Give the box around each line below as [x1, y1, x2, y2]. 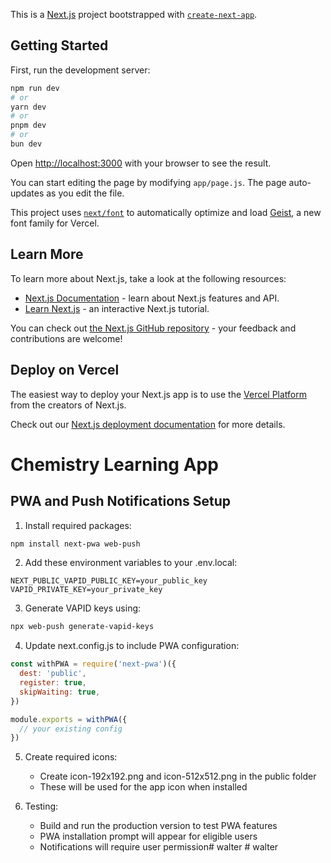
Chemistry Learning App [10, 453, 219, 476]
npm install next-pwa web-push [10, 539, 141, 549]
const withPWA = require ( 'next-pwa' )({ [10, 659, 177, 669]
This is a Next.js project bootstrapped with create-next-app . [10, 9, 258, 20]
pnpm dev [10, 120, 47, 131]
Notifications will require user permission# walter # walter [39, 841, 279, 853]
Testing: [24, 800, 59, 813]
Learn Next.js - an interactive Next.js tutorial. [24, 302, 210, 314]
